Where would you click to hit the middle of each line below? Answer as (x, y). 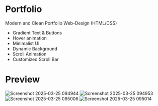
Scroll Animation (29, 54)
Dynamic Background (35, 48)
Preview (23, 80)
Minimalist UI (26, 43)
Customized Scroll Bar (35, 59)
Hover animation (29, 38)
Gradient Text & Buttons (37, 32)
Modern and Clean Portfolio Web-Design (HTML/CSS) (61, 23)
